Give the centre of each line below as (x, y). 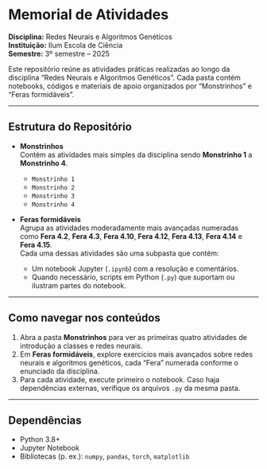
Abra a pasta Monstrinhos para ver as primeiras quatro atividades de (133, 337)
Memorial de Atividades (89, 15)
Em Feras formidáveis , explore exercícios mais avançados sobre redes (136, 354)
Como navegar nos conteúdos (84, 318)
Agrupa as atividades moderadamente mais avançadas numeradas (129, 228)
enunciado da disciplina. (60, 371)
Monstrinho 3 (53, 196)
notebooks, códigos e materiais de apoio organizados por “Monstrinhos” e (130, 86)
